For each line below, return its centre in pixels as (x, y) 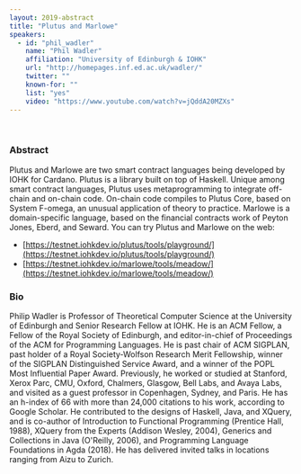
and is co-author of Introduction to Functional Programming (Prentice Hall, (147, 421)
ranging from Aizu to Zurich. (62, 459)
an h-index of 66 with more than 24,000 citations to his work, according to (147, 402)
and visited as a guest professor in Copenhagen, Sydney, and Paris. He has (149, 392)
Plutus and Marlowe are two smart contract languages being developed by (147, 170)
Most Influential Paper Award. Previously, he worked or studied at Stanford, (148, 373)
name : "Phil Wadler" (64, 51)
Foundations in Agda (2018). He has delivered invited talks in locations (139, 450)
